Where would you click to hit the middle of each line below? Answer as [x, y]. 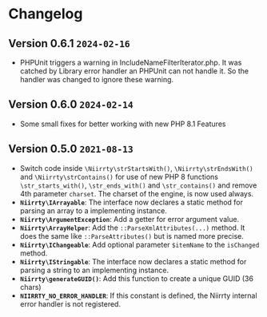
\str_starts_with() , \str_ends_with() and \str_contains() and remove [138, 185]
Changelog [46, 14]
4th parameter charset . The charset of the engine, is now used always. [137, 193]
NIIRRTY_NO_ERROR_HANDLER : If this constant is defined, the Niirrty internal [138, 295]
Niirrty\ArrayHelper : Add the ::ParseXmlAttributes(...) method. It [132, 228]
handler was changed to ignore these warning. [97, 79]
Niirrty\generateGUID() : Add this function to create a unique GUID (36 [137, 278]
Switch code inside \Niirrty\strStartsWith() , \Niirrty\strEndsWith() [136, 168]
